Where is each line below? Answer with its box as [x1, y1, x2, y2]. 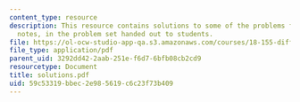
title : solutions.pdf [9, 71, 90, 80]
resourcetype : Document [9, 63, 98, 72]
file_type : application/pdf [9, 46, 114, 55]
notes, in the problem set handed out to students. [17, 29, 214, 38]
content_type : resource [9, 12, 98, 22]
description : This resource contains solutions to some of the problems [9, 21, 286, 30]
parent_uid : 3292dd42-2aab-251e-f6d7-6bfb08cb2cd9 [9, 54, 202, 63]
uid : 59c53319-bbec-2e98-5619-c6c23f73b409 [9, 79, 174, 88]
